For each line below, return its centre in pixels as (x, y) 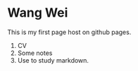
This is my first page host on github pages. (69, 32)
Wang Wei (38, 13)
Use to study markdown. (53, 60)
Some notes (35, 53)
